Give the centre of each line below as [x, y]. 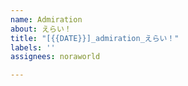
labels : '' [33, 47]
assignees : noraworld [55, 57]
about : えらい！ [41, 29]
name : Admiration [46, 19]
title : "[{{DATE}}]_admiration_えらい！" [95, 38]
